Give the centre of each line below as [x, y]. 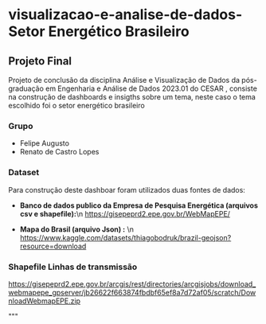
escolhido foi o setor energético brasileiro [76, 105]
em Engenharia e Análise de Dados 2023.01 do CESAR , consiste [151, 88]
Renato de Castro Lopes [59, 152]
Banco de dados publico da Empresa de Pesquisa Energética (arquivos [139, 205]
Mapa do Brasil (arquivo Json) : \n [76, 229]
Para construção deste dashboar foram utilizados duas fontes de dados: [127, 189]
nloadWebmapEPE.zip [45, 301]
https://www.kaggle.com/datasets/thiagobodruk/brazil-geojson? [125, 237]
